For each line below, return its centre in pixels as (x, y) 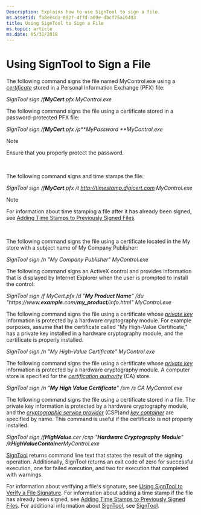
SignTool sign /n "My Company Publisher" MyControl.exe (78, 260)
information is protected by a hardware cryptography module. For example (99, 321)
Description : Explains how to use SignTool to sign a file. (84, 12)
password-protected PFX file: (43, 118)
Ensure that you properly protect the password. (65, 153)
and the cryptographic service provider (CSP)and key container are (90, 413)
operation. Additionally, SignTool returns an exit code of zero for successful (100, 462)
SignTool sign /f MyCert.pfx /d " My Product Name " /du (75, 296)
